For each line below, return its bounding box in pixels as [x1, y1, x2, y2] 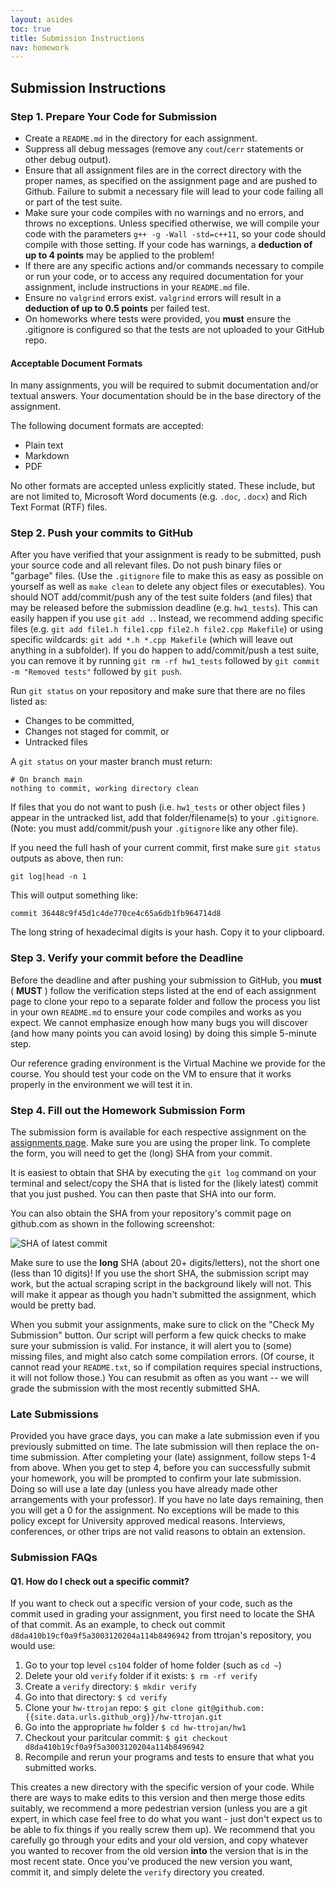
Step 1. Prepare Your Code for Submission [10, 109, 218, 123]
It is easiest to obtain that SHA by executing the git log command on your [10, 1167, 317, 1179]
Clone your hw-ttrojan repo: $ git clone [24, 1702, 194, 1714]
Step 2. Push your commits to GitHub [10, 526, 193, 540]
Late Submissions [10, 1407, 99, 1421]
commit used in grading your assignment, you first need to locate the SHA [10, 1608, 316, 1620]
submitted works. [24, 1762, 97, 1774]
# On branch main [10, 775, 83, 785]
